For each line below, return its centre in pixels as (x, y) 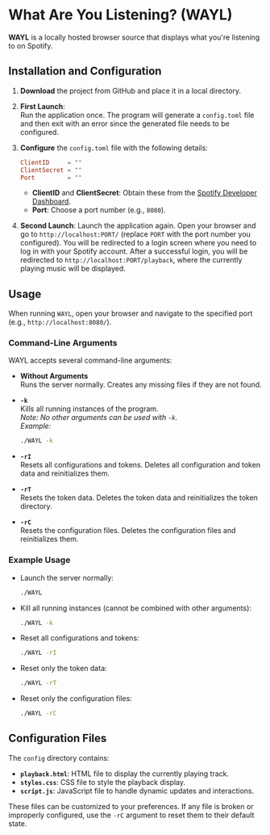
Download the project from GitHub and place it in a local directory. (131, 90)
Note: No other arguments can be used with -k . (99, 417)
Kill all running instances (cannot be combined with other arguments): (136, 608)
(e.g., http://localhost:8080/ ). (60, 322)
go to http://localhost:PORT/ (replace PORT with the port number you (135, 234)
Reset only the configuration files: (76, 699)
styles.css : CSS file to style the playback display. (102, 782)
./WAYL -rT (38, 683)
